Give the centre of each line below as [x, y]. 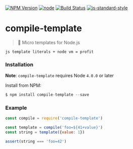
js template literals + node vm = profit [50, 52]
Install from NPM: [23, 85]
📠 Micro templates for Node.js [49, 42]
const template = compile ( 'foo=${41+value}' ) [54, 128]
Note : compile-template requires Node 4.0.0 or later [60, 76]
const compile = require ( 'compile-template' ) [54, 118]
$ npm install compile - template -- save [47, 95]
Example [16, 108]
